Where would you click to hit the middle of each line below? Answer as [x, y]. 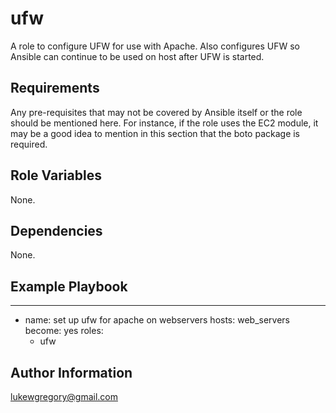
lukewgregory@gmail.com [64, 396]
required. [29, 144]
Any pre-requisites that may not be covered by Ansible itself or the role [156, 112]
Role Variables [56, 175]
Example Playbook [69, 286]
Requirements [55, 88]
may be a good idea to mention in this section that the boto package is [155, 133]
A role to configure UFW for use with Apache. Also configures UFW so [155, 46]
